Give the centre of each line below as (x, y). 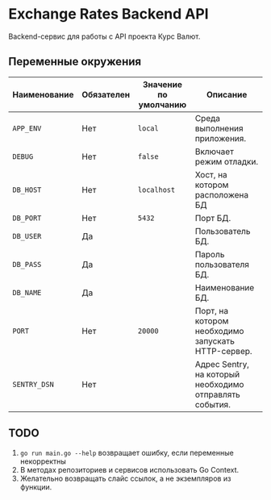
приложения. (221, 138)
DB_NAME (27, 292)
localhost (156, 190)
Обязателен (106, 94)
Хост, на (211, 174)
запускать (215, 341)
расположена (221, 194)
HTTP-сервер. (223, 351)
